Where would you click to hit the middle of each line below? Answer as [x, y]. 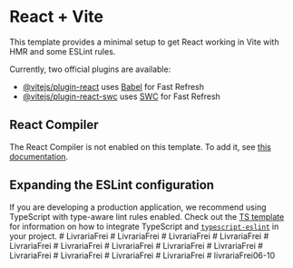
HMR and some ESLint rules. [63, 51]
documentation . [39, 156]
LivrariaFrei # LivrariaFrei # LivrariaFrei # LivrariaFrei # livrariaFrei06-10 [142, 255]
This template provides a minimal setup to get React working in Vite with [144, 42]
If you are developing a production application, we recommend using [138, 207]
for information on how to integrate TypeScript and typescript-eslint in [144, 226]
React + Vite [57, 17]
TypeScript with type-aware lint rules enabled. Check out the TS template [147, 216]
